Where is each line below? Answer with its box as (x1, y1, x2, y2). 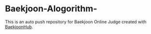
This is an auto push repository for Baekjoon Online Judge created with (5, 19, 147, 25)
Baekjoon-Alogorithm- (5, 3, 97, 14)
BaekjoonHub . (5, 24, 33, 29)
